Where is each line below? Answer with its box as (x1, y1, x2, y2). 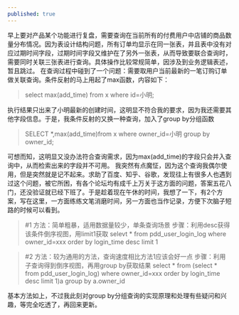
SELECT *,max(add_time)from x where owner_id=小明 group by (24, 129, 211, 138)
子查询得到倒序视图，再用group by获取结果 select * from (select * (24, 261, 218, 269)
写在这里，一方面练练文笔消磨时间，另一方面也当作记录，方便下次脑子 (19, 196, 225, 205)
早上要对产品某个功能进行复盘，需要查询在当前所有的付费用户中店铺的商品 (7, 31, 225, 39)
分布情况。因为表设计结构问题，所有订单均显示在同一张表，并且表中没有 (13, 40, 225, 48)
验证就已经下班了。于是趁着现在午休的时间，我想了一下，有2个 (31, 188, 217, 196)
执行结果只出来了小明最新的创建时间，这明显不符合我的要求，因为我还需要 (7, 105, 225, 114)
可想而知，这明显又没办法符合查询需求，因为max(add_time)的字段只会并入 (7, 152, 225, 161)
